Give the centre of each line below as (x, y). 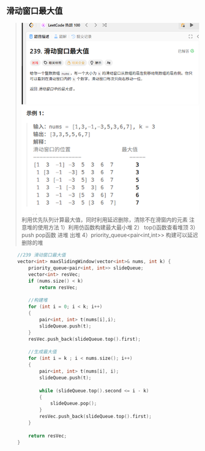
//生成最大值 (43, 352)
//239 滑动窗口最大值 (42, 255)
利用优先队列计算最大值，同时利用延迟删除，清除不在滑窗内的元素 (104, 220)
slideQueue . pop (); (73, 404)
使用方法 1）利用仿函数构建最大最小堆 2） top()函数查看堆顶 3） (118, 228)
